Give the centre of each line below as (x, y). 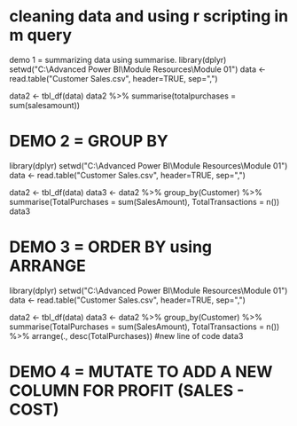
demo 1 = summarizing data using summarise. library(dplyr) (118, 59)
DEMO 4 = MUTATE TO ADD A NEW (141, 372)
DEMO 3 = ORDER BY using (111, 247)
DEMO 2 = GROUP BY (89, 142)
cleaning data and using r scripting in (149, 16)
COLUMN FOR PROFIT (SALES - (127, 390)
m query (41, 35)
